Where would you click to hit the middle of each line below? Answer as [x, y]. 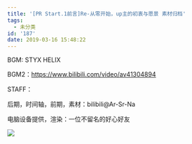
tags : [15, 20]
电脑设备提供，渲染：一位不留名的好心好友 [69, 119]
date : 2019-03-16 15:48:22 [47, 40]
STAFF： [20, 89]
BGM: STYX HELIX [34, 60]
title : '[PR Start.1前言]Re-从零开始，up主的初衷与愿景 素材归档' [97, 14]
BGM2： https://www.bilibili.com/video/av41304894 [82, 74]
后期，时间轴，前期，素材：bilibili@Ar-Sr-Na [71, 104]
